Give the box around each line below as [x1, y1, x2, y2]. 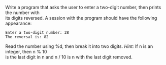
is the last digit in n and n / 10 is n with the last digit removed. [5, 54, 133, 60]
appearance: [5, 20, 32, 26]
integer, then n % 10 [5, 49, 47, 54]
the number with [5, 10, 40, 16]
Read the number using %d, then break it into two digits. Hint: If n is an [5, 43, 153, 49]
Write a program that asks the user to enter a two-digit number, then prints [5, 5, 161, 10]
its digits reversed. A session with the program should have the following [5, 15, 157, 21]
